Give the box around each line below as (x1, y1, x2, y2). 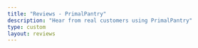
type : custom (7, 23, 46, 30)
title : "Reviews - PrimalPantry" (7, 10, 107, 18)
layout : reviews (7, 30, 56, 37)
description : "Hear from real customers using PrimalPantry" (7, 17, 193, 24)
